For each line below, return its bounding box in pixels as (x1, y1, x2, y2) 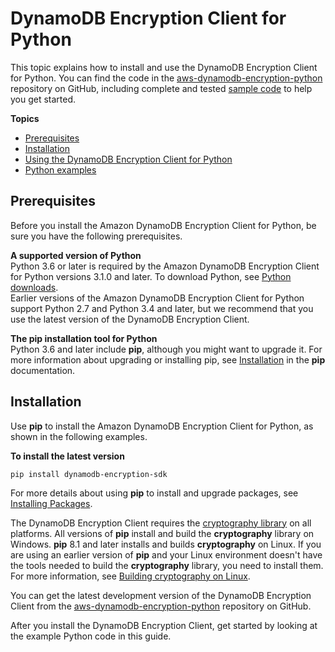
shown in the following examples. (10, 430, 148, 442)
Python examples (24, 163, 97, 176)
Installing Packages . (10, 497, 93, 509)
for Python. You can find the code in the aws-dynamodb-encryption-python (10, 72, 323, 84)
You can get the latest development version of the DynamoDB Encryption (10, 589, 312, 601)
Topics (10, 112, 40, 124)
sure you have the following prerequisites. (10, 230, 183, 242)
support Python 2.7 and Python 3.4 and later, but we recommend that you (10, 302, 314, 314)
